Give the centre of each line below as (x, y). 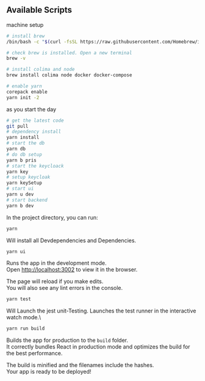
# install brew (26, 36)
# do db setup (24, 154)
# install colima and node (41, 70)
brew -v (16, 58)
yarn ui (16, 251)
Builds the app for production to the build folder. (67, 340)
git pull (17, 126)
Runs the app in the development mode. (56, 263)
